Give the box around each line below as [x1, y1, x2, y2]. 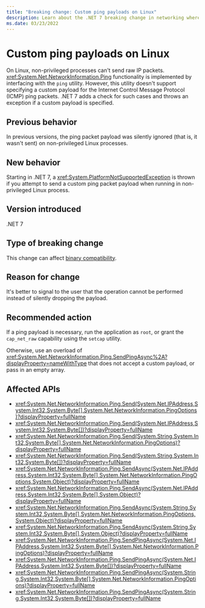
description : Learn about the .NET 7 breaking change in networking [6, 15, 184, 21]
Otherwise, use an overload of [6, 347, 82, 354]
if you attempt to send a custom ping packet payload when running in [6, 179, 181, 187]
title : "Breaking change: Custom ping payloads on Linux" [6, 9, 157, 15]
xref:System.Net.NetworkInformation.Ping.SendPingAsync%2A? [6, 353, 168, 361]
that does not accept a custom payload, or [88, 360, 195, 367]
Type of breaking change [6, 238, 104, 248]
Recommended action [6, 312, 92, 322]
